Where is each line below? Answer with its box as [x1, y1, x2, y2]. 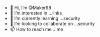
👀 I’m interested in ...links [10, 10, 62, 16]
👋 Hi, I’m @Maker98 [10, 5, 52, 10]
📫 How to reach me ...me [10, 26, 63, 32]
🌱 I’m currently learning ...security [10, 15, 80, 21]
